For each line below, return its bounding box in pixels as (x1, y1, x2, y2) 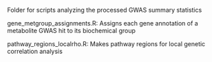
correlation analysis (7, 48, 63, 55)
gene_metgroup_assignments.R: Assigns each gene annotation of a (7, 19, 198, 27)
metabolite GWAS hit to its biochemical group (7, 27, 136, 34)
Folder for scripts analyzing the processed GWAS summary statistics (7, 6, 202, 14)
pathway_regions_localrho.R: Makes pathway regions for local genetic (7, 40, 206, 48)
